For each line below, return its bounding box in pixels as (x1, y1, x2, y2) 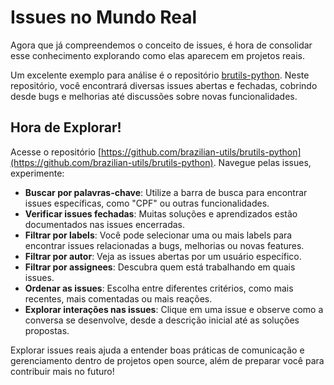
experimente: (10, 167, 65, 179)
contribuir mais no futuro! (10, 365, 115, 377)
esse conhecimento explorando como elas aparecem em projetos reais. (10, 49, 305, 61)
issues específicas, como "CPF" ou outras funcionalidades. (24, 197, 270, 209)
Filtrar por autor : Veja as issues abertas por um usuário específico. (24, 250, 302, 262)
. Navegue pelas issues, (213, 156, 312, 168)
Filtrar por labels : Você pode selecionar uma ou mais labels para (24, 229, 293, 241)
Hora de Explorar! (10, 119, 122, 136)
